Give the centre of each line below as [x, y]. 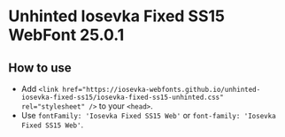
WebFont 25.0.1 [66, 35]
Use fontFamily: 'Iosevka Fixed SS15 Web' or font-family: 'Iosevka [148, 115]
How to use [40, 68]
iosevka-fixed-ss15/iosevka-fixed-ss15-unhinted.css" [122, 97]
